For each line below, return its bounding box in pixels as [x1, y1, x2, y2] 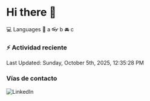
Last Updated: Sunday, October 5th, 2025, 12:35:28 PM [6, 60, 144, 67]
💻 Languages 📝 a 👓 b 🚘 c [6, 25, 74, 32]
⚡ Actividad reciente [6, 43, 68, 52]
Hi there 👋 [6, 5, 56, 19]
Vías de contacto [6, 75, 57, 83]
